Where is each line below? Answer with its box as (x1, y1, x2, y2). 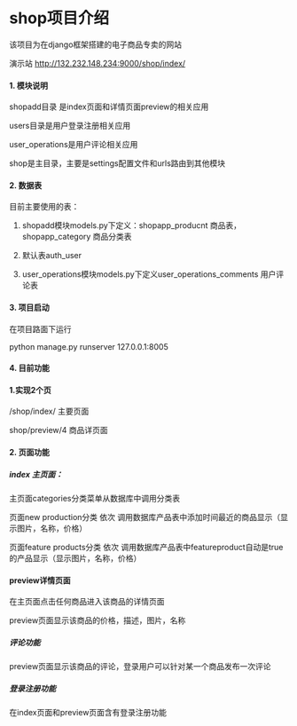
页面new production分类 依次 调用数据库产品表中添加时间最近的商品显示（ (9, 511, 281, 522)
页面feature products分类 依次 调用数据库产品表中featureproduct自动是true (9, 541, 284, 552)
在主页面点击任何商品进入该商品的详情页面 (9, 596, 165, 607)
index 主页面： (9, 469, 64, 479)
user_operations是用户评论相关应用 (9, 139, 138, 150)
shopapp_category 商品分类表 (21, 232, 132, 242)
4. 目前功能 (9, 363, 51, 374)
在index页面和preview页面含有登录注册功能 (9, 707, 167, 718)
